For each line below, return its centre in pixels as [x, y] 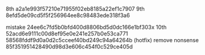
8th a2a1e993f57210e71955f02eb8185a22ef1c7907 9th [75, 9]
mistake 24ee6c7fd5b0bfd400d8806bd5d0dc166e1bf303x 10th [86, 27]
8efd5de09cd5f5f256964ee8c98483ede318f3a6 [68, 15]
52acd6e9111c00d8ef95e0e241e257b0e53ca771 [67, 34]
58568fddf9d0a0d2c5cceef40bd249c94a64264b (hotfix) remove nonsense [102, 40]
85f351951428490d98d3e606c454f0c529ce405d [69, 46]
